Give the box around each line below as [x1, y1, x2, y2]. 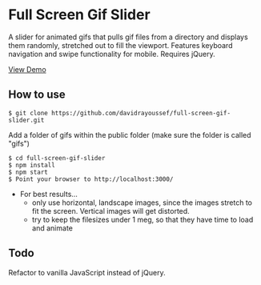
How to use [8, 88, 66, 102]
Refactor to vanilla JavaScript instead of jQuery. [8, 267, 166, 277]
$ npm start [8, 168, 48, 176]
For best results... [19, 189, 78, 199]
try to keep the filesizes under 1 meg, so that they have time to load [31, 215, 254, 224]
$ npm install [8, 161, 56, 169]
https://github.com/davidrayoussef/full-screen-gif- [50, 109, 231, 117]
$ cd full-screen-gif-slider [8, 154, 106, 162]
